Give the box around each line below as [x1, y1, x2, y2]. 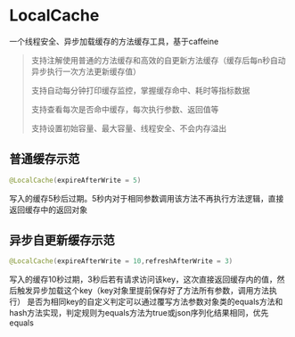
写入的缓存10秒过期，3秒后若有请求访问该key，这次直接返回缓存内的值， [9, 274, 278, 285]
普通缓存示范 [9, 152, 80, 167]
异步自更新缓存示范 [9, 233, 115, 248]
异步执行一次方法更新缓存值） [30, 66, 141, 77]
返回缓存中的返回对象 [9, 204, 87, 215]
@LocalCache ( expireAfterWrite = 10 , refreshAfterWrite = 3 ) [9, 257, 234, 266]
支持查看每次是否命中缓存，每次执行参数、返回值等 [30, 103, 219, 114]
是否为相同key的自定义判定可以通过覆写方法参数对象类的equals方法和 [26, 296, 283, 308]
